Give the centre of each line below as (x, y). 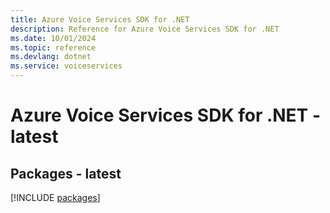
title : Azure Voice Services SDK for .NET (100, 19)
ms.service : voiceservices (66, 66)
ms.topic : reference (53, 47)
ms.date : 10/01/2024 (53, 38)
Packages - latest (66, 173)
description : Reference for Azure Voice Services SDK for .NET (145, 29)
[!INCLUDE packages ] (55, 197)
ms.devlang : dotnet (51, 57)
